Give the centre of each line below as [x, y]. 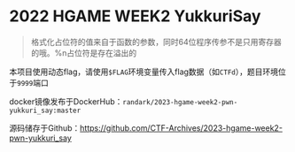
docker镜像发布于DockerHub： [66, 101]
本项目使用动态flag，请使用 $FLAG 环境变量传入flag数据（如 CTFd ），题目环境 [144, 72]
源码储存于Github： [45, 128]
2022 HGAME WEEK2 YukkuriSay [135, 16]
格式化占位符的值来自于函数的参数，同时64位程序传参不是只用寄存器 [156, 42]
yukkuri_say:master [45, 110]
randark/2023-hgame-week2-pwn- [180, 102]
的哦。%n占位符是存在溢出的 [84, 53]
